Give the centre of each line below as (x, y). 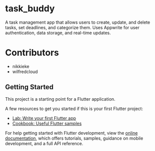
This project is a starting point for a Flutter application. (60, 99)
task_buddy (30, 9)
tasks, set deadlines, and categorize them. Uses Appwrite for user (72, 27)
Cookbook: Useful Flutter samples (47, 123)
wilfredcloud (25, 72)
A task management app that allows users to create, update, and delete (78, 22)
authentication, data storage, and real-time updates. (58, 33)
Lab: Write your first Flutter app (44, 118)
